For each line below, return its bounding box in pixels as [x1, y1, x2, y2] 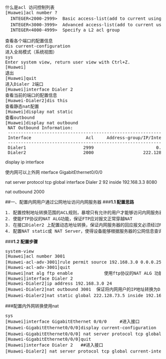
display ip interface [5, 159, 44, 165]
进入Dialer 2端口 [5, 81, 43, 87]
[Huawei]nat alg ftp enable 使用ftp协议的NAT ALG [5, 270, 152, 276]
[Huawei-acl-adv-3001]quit [5, 264, 71, 270]
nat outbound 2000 [5, 189, 44, 195]
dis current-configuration [5, 44, 71, 49]
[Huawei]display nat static [5, 109, 73, 114]
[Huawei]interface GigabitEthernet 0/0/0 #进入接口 [5, 319, 140, 324]
